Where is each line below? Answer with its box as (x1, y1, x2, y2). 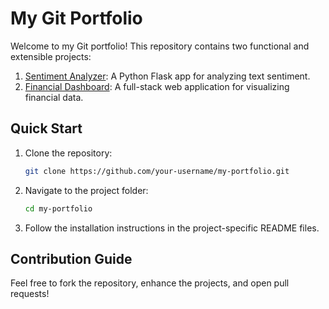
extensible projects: (10, 50, 92, 62)
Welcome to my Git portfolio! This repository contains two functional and (10, 40, 310, 52)
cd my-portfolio (24, 203, 93, 214)
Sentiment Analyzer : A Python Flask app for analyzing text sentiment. (24, 70, 311, 82)
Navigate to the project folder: (24, 184, 149, 196)
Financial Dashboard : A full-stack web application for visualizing (24, 80, 290, 92)
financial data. (24, 91, 84, 103)
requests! (10, 288, 50, 300)
